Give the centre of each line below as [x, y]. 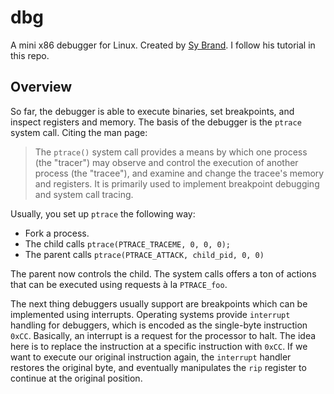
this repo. [30, 55]
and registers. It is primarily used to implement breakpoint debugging [177, 183]
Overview [41, 87]
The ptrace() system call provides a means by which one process [171, 152]
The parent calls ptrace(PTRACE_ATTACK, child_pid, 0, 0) [144, 254]
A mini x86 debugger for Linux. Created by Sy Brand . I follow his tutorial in [163, 45]
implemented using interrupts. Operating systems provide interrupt [150, 314]
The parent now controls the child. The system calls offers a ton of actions [163, 273]
